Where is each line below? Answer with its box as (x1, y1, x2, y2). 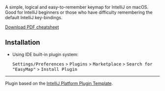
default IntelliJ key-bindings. (5, 15, 63, 20)
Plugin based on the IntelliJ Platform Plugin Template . (5, 80, 113, 86)
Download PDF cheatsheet (5, 24, 59, 30)
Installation (5, 38, 40, 47)
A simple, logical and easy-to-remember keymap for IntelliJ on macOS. (5, 4, 149, 10)
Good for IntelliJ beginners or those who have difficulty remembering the (5, 9, 153, 15)
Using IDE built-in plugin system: (12, 51, 79, 57)
